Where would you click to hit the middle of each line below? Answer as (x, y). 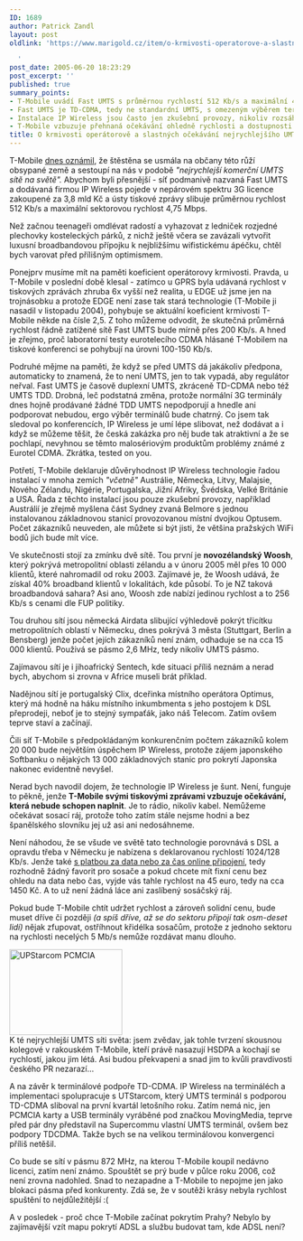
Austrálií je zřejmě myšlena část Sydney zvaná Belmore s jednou (129, 509)
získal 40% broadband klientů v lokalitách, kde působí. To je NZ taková (141, 584)
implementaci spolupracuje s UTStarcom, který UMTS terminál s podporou (148, 1096)
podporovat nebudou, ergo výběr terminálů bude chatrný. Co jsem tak (139, 415)
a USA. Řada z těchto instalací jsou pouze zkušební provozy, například (140, 499)
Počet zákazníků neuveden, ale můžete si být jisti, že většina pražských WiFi (151, 528)
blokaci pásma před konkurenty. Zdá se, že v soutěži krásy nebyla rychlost (148, 1190)
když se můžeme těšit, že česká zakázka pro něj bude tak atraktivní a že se (149, 434)
